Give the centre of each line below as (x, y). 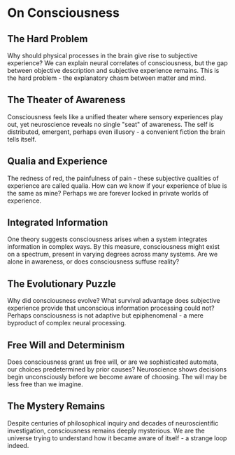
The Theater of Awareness (66, 100)
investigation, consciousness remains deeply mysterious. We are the (106, 430)
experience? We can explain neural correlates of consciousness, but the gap (117, 63)
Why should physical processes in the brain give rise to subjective (102, 55)
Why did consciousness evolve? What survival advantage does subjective (114, 301)
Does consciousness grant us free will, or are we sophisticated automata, (113, 362)
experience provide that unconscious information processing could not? (111, 308)
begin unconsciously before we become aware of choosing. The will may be (117, 377)
